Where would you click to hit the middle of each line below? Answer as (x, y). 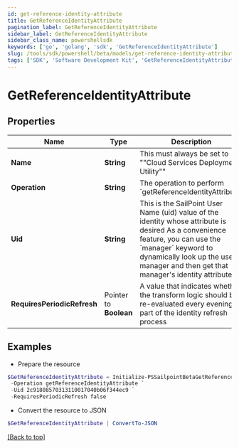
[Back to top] (26, 437)
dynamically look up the (179, 257)
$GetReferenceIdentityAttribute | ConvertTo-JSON (83, 424)
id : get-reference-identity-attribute (65, 14)
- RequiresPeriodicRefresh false (58, 397)
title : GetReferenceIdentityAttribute (65, 21)
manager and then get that (184, 265)
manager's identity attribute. (187, 274)
